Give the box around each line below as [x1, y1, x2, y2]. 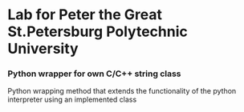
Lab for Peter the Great [7, 6, 162, 24]
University [7, 40, 79, 58]
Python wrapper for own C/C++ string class [7, 68, 181, 79]
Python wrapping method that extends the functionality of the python [7, 86, 237, 96]
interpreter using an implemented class [7, 94, 137, 105]
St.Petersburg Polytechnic [7, 22, 188, 41]
